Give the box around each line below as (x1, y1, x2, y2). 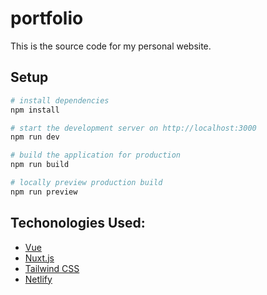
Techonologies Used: (10, 215, 146, 232)
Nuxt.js (24, 252, 55, 264)
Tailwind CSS (24, 262, 80, 274)
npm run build (10, 160, 70, 170)
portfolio (10, 7, 84, 30)
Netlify (24, 273, 53, 285)
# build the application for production (10, 150, 182, 161)
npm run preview (10, 187, 78, 197)
